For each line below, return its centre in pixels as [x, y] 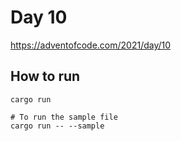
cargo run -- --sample [57, 126]
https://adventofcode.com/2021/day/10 [91, 45]
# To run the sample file [64, 117]
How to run [45, 76]
